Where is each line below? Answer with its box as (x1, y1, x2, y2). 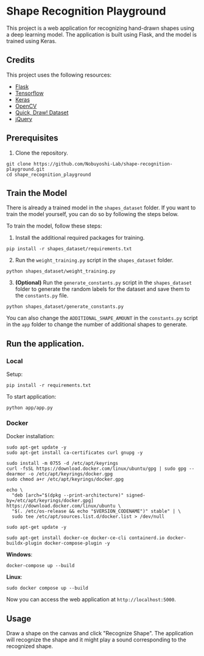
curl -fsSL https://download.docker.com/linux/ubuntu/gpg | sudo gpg (6, 466, 187, 472)
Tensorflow (15, 89, 44, 97)
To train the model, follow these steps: (6, 222, 102, 229)
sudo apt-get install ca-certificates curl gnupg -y (6, 450, 143, 456)
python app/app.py (6, 405, 53, 411)
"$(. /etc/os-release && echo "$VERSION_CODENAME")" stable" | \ (12, 508, 181, 515)
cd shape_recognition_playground (6, 172, 91, 178)
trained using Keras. (6, 37, 57, 44)
